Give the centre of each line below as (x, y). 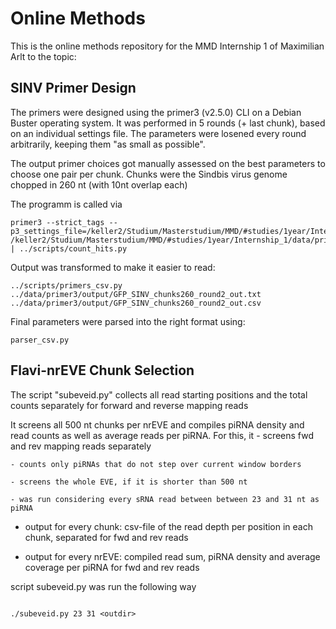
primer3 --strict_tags (57, 222)
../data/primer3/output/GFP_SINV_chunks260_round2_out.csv (136, 303)
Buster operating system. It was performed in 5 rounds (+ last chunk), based (168, 123)
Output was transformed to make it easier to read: (113, 267)
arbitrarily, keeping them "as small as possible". (108, 144)
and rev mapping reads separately (81, 446)
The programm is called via (66, 204)
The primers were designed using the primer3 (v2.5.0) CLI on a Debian (156, 112)
